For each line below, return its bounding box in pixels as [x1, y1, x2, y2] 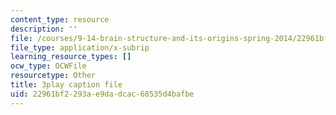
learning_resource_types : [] [10, 52, 132, 62]
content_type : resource [10, 14, 110, 25]
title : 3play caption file [10, 80, 123, 90]
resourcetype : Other [10, 71, 97, 81]
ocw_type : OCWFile [10, 61, 87, 71]
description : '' [10, 24, 78, 34]
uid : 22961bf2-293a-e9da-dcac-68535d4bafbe [10, 89, 195, 99]
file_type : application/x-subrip [10, 42, 150, 53]
